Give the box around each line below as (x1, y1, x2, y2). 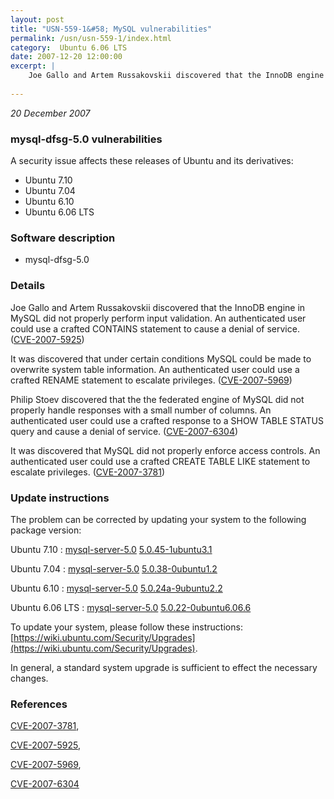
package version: (10, 524, 82, 536)
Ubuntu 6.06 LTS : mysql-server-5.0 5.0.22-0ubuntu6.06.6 (10, 601, 252, 613)
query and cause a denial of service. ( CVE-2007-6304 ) (10, 425, 239, 437)
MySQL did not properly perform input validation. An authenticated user (10, 312, 307, 324)
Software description (10, 231, 116, 245)
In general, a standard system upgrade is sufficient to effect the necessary (10, 661, 318, 673)
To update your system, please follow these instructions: (10, 621, 243, 633)
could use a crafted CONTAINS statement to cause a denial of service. (10, 322, 300, 335)
